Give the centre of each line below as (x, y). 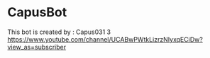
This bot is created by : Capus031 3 (59, 32)
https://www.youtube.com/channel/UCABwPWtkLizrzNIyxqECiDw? (105, 39)
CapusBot (37, 12)
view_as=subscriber (37, 47)
